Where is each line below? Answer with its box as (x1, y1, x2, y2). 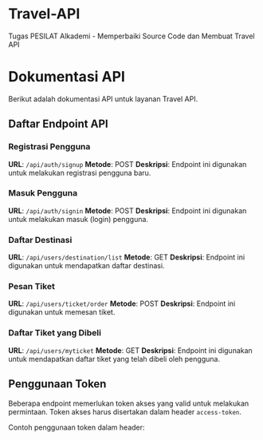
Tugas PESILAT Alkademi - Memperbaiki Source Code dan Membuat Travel (8, 31, 255, 41)
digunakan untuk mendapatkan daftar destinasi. (8, 261, 165, 271)
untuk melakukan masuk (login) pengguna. (8, 214, 149, 224)
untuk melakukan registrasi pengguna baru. (8, 168, 151, 177)
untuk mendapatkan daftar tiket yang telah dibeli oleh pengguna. (8, 354, 221, 363)
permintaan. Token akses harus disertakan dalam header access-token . (8, 406, 241, 416)
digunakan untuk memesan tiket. (8, 307, 116, 317)
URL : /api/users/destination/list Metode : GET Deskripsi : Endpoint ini (8, 252, 245, 262)
